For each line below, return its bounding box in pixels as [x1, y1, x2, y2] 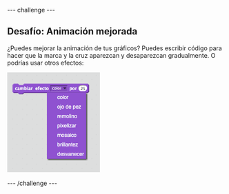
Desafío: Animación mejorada [7, 25, 138, 37]
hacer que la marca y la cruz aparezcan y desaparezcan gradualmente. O [7, 51, 216, 59]
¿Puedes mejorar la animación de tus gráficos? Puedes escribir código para [7, 44, 222, 52]
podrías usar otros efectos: [7, 58, 84, 67]
